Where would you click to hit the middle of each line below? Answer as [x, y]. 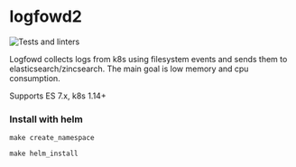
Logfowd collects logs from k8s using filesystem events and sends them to [148, 59]
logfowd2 [46, 17]
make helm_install [44, 154]
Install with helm [46, 119]
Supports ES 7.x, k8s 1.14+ [58, 96]
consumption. [35, 78]
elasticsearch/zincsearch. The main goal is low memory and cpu [129, 69]
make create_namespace [52, 138]
